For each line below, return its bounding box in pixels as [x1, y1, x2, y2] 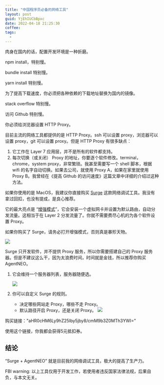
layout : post [5, 12, 32, 17]
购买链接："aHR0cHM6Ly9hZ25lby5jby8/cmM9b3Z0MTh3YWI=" [5, 317, 136, 324]
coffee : [5, 26, 21, 30]
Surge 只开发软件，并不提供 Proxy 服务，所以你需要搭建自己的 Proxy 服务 [5, 248, 153, 254]
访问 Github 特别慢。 [5, 111, 47, 117]
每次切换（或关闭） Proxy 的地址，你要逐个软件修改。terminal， [12, 154, 141, 160]
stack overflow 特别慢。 [5, 101, 53, 106]
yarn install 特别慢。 [5, 79, 45, 86]
